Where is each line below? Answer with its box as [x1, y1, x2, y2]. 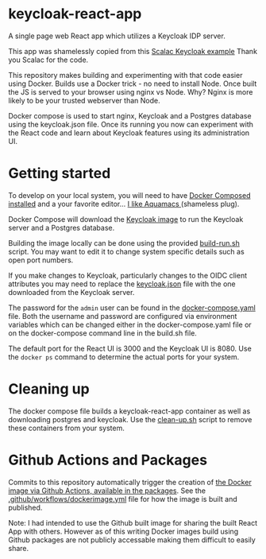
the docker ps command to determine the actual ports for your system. [8, 351, 240, 362]
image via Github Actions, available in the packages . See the [8, 486, 206, 495]
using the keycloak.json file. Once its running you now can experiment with [8, 119, 254, 129]
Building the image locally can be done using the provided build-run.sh [8, 238, 241, 247]
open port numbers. [8, 255, 74, 265]
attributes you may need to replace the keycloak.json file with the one [8, 279, 236, 289]
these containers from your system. [8, 423, 125, 433]
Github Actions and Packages [8, 451, 208, 469]
